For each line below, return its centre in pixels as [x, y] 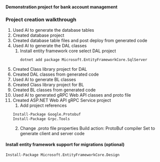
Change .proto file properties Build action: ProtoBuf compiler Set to [88, 128]
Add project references [43, 105]
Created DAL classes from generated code [56, 74]
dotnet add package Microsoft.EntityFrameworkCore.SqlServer [83, 60]
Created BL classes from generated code [54, 90]
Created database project [38, 35]
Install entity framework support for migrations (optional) [65, 144]
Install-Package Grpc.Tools [41, 119]
